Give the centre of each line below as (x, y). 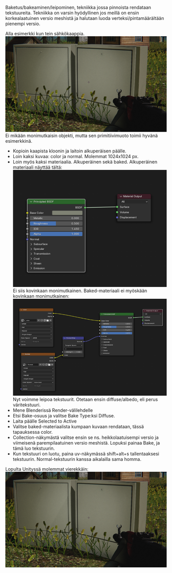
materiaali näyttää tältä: (37, 167)
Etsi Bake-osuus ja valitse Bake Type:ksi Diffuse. (64, 416)
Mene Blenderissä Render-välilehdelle (53, 410)
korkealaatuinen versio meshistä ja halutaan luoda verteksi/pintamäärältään (85, 18)
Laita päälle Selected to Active (45, 421)
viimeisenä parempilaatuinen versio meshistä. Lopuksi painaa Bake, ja (86, 443)
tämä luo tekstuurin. (34, 448)
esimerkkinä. (19, 141)
